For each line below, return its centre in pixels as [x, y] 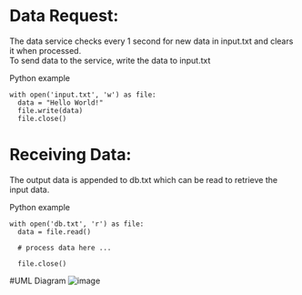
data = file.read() [55, 232]
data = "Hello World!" [60, 102]
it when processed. [45, 50]
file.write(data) [50, 110]
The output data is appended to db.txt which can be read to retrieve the [144, 179]
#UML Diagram [38, 280]
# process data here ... [65, 248]
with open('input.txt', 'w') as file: [83, 95]
